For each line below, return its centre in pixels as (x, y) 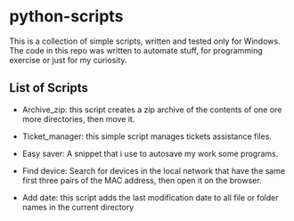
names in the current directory (78, 207)
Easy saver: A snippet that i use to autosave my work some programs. (150, 153)
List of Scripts (49, 88)
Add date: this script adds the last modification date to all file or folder (150, 197)
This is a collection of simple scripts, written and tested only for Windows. (145, 41)
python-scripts (66, 16)
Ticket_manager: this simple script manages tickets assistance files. (147, 136)
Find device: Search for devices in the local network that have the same (154, 170)
